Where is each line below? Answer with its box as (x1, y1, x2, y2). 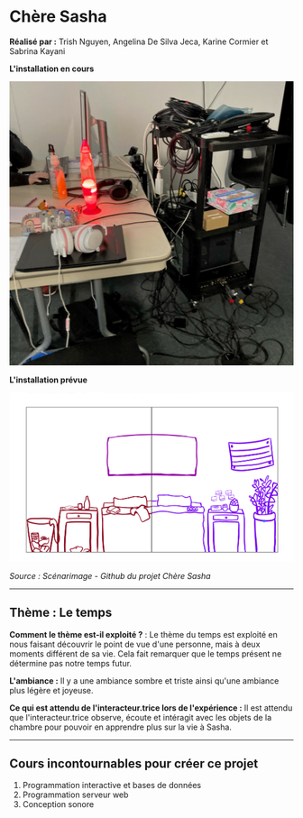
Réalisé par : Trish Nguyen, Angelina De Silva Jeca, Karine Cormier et (9, 36, 269, 47)
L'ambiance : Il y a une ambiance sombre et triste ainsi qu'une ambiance (9, 675, 280, 686)
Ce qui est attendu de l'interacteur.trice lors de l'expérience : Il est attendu (9, 702, 293, 713)
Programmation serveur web (22, 789, 129, 800)
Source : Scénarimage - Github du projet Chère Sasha (9, 570, 211, 581)
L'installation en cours (9, 63, 95, 74)
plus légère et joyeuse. (9, 685, 94, 695)
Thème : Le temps (9, 605, 113, 620)
